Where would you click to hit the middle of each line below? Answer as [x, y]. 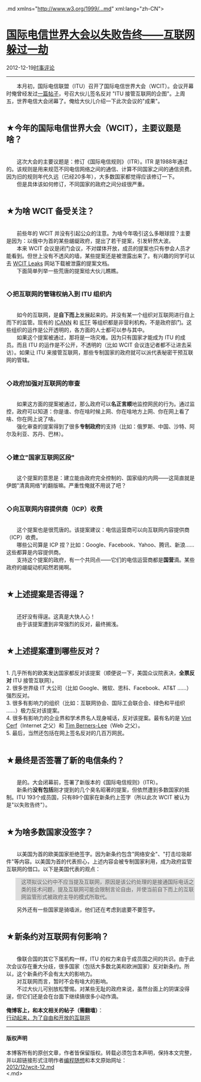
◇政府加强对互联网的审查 [43, 383]
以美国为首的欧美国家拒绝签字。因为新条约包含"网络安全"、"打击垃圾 [101, 854]
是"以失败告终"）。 [28, 805]
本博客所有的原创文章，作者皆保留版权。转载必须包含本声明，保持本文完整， [100, 1053]
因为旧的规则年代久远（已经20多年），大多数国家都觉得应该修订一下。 [92, 176]
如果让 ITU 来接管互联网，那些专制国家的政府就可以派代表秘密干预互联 [106, 352]
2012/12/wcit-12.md [31, 1067]
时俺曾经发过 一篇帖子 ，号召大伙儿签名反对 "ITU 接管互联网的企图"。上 [93, 93]
